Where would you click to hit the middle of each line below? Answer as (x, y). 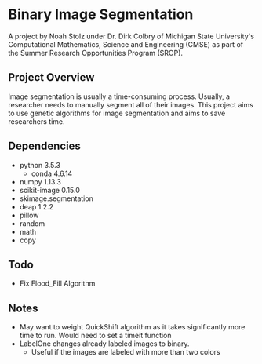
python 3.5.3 (40, 165)
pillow (29, 215)
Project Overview (51, 77)
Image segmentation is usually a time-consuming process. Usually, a (119, 96)
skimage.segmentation (56, 198)
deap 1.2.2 (36, 206)
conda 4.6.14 (52, 173)
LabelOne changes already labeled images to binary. (104, 344)
